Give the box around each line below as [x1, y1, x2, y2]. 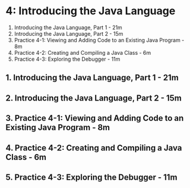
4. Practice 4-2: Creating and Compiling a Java [5, 143, 182, 153]
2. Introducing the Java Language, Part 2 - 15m [5, 93, 182, 103]
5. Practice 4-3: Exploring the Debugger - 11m [5, 172, 178, 182]
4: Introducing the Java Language [5, 4, 176, 18]
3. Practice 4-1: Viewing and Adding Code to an [5, 113, 184, 123]
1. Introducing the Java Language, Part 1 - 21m [5, 73, 179, 83]
